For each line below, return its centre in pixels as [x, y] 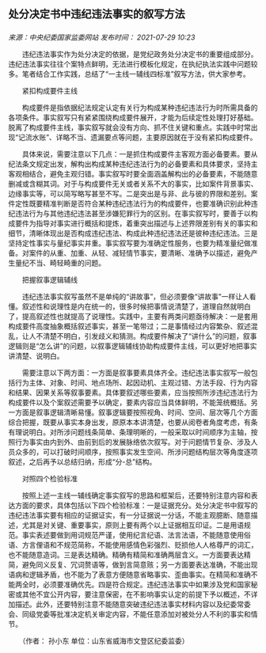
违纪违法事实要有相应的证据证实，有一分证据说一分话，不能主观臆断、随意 [129, 515]
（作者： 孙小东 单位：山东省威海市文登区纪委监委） [105, 641]
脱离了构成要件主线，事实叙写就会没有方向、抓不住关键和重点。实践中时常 [129, 127]
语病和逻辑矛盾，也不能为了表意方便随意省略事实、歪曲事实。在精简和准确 [129, 575]
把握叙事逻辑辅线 [49, 280]
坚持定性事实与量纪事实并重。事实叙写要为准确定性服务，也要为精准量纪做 [129, 243]
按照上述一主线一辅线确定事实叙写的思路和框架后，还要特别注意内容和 [136, 495]
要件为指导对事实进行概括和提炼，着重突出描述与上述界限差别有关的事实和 [136, 223]
